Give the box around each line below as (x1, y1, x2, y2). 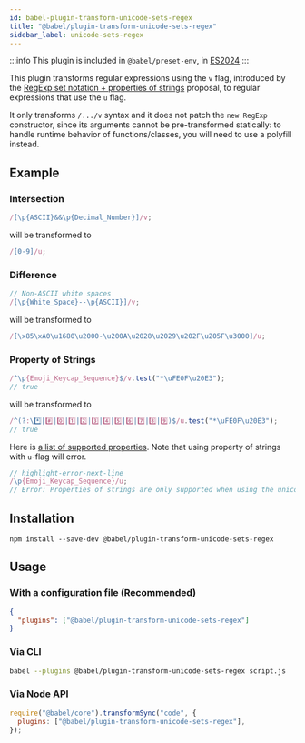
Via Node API (9, 688, 69, 700)
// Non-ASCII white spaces (9, 289, 112, 298)
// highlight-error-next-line (9, 468, 124, 477)
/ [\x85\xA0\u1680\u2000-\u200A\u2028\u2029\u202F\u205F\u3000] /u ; (9, 331, 266, 341)
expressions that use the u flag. (9, 92, 127, 103)
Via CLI (9, 646, 42, 658)
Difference (9, 268, 57, 281)
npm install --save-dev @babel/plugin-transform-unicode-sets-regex (9, 534, 274, 544)
